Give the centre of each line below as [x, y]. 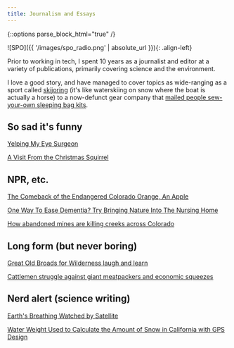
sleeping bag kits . [63, 105]
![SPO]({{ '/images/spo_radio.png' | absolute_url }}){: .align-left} [100, 47]
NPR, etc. [28, 179]
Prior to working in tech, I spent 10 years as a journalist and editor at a [108, 61]
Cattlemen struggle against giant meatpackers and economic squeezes [110, 277]
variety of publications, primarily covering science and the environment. [111, 68]
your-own [21, 105]
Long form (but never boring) [72, 246]
